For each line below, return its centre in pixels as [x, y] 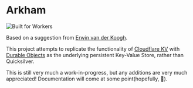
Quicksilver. [20, 61]
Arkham [26, 10]
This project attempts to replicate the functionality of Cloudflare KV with [93, 49]
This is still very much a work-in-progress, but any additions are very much [97, 72]
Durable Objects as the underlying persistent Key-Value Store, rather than [95, 55]
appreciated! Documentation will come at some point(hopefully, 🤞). [87, 79]
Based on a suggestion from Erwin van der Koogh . [67, 37]
